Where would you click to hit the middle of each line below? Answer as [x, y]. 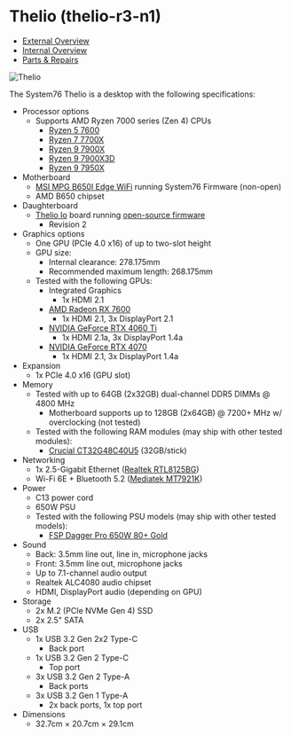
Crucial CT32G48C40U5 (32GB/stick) [118, 450]
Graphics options [53, 233]
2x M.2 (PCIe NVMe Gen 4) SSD [94, 610]
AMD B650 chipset [70, 196]
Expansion [41, 365]
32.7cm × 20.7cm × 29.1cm [85, 724]
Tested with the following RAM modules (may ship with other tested [159, 431]
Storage [36, 601]
